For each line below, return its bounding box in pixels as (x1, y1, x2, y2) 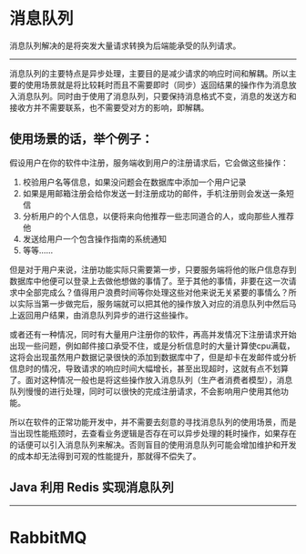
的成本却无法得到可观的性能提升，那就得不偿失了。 (9, 450, 201, 461)
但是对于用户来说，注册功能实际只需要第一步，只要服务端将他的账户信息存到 (9, 264, 297, 275)
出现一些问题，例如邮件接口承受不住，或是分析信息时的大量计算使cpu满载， (9, 340, 295, 351)
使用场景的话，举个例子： (9, 131, 153, 146)
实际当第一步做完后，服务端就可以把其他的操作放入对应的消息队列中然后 (16, 297, 289, 309)
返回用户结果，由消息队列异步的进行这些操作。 (16, 309, 193, 320)
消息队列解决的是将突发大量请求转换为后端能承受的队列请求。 (9, 40, 241, 51)
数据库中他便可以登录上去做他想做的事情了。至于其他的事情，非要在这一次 (9, 275, 289, 287)
